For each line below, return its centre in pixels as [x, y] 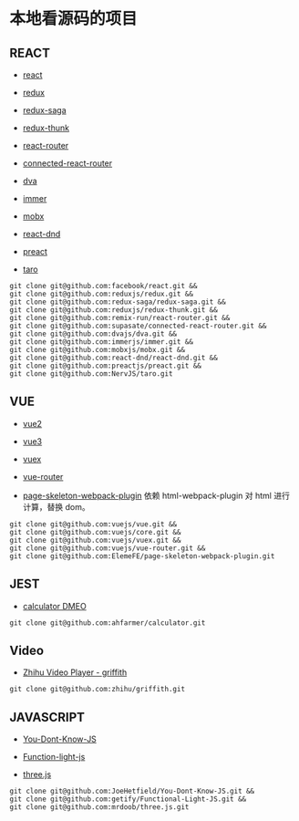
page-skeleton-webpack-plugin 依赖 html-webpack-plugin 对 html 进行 [156, 495]
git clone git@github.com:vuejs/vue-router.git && [108, 548]
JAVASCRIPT [47, 717]
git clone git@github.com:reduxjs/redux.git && [102, 294]
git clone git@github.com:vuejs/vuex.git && [95, 540]
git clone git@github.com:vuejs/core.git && [95, 532]
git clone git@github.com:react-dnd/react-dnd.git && [114, 358]
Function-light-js [54, 757]
